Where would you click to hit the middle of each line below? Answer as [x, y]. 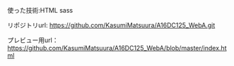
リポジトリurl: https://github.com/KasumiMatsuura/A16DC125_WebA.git [111, 25]
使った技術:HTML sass [40, 10]
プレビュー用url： [33, 40]
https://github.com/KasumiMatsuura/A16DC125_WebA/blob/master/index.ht [117, 48]
